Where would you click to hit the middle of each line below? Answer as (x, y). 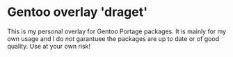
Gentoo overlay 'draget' (78, 12)
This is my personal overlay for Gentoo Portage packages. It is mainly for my (117, 31)
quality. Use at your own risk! (49, 46)
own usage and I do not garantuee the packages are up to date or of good (113, 38)
